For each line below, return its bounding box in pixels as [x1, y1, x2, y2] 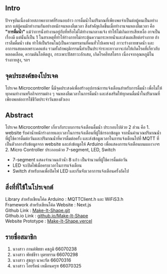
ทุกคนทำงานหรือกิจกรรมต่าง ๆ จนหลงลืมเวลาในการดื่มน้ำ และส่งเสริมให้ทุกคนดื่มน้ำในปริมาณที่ [5, 90, 160, 97]
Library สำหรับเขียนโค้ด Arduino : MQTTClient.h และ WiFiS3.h [5, 196, 124, 202]
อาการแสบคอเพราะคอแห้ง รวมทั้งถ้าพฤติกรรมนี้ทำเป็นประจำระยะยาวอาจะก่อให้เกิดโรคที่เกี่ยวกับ [5, 45, 160, 52]
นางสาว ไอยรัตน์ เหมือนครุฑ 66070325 [12, 263, 82, 269]
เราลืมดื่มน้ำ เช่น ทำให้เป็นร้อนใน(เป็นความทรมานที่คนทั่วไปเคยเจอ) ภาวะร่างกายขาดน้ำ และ [5, 40, 154, 46]
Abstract [5, 111, 34, 120]
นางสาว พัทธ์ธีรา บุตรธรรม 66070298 [12, 251, 79, 257]
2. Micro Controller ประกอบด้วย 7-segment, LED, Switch [5, 147, 116, 153]
